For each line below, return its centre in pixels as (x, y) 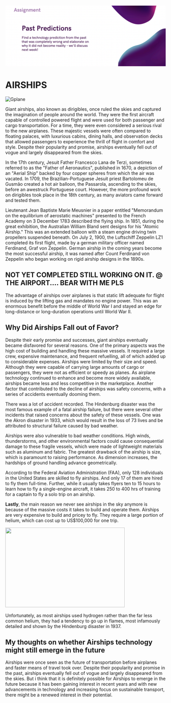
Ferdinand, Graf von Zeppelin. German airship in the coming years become (83, 248)
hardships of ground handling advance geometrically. (61, 463)
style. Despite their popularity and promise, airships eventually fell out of (81, 147)
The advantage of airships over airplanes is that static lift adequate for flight (85, 295)
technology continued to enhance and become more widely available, (78, 378)
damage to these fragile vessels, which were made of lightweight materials (84, 446)
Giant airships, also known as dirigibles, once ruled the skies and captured (83, 109)
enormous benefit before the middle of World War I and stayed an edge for (83, 306)
